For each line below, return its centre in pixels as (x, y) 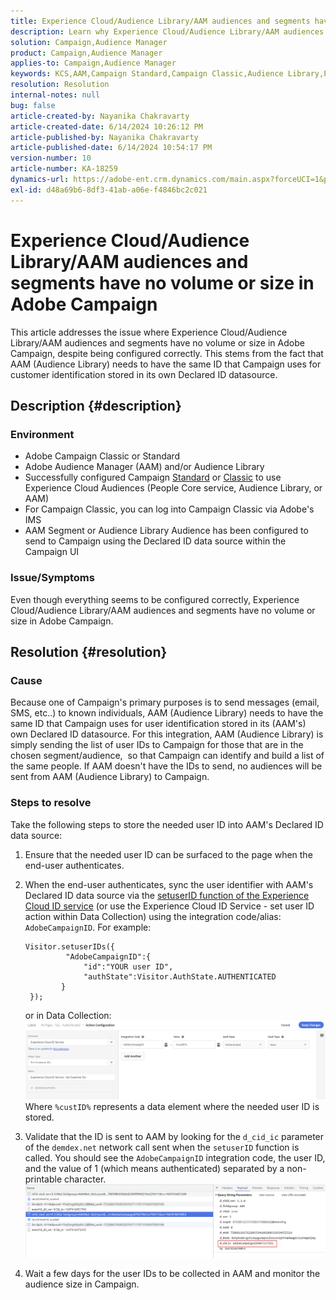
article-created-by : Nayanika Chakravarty (100, 116)
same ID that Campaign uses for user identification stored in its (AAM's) (158, 724)
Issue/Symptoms (52, 578)
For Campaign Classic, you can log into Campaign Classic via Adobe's (169, 509)
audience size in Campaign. (82, 1284)
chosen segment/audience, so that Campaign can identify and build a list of (167, 756)
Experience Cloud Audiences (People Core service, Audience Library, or (173, 488)
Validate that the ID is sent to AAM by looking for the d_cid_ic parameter (174, 1136)
